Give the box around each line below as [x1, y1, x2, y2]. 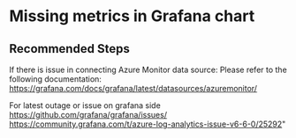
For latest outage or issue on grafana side [9, 100, 161, 111]
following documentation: [9, 74, 102, 84]
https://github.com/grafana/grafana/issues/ [9, 110, 168, 120]
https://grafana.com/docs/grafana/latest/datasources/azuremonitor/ [9, 84, 258, 93]
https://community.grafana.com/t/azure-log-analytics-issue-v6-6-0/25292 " [9, 119, 286, 129]
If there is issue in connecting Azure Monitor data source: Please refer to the [9, 64, 287, 75]
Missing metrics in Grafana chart [9, 6, 255, 26]
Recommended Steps [9, 41, 130, 56]
